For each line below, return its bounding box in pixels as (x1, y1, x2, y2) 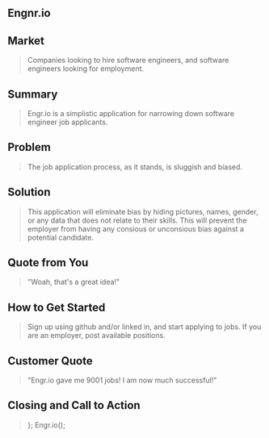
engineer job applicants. (27, 117, 108, 127)
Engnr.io (7, 6, 51, 20)
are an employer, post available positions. (27, 331, 166, 340)
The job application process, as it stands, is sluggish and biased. (27, 161, 243, 172)
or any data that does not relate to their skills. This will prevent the (27, 215, 247, 225)
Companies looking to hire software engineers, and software (27, 56, 229, 65)
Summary (7, 87, 58, 101)
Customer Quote (7, 354, 94, 368)
